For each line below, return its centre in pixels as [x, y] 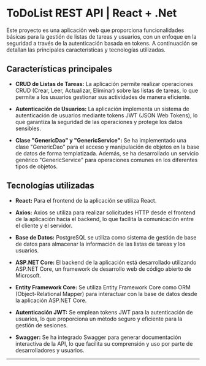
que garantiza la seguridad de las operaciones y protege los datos [99, 122]
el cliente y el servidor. [44, 225]
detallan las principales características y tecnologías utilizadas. [86, 50]
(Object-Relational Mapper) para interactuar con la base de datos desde [106, 294]
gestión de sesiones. [41, 325]
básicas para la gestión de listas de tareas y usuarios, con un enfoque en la [102, 36]
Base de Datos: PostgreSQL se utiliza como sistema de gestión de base [106, 237]
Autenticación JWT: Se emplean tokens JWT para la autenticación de [104, 312]
